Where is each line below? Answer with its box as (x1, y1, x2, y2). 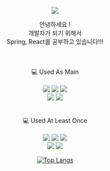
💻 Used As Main (31, 68, 79, 76)
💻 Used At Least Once (23, 117, 87, 124)
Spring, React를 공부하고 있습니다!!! (6, 38, 104, 46)
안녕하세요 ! (38, 21, 71, 28)
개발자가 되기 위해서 (28, 29, 82, 37)
